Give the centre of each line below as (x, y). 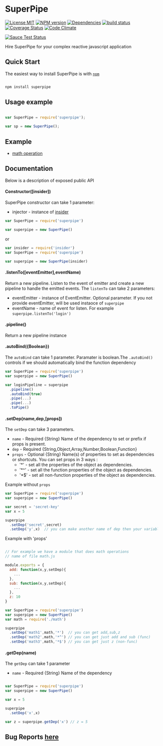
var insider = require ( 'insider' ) (40, 248)
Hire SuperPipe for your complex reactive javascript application (68, 46)
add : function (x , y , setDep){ (38, 569)
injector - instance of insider (40, 212)
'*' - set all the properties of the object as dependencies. (76, 465)
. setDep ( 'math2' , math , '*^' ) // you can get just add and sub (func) (80, 637)
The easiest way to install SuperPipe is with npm (52, 74)
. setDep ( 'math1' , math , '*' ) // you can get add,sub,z (65, 633)
